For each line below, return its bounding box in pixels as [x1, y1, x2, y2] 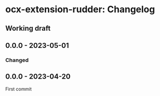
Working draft [5, 24, 51, 33]
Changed [5, 56, 29, 63]
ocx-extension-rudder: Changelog [5, 4, 155, 15]
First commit [5, 86, 32, 92]
